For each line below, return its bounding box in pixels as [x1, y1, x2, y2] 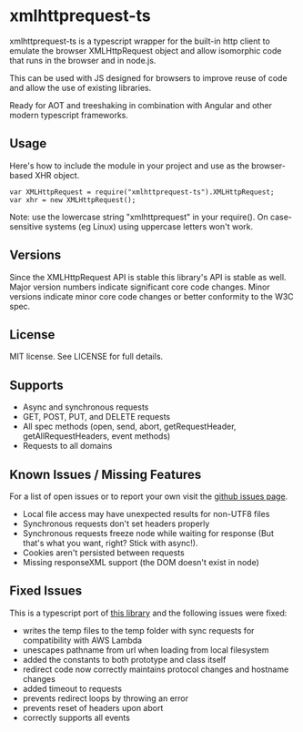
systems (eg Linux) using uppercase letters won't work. [45, 220, 253, 232]
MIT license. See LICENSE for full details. [9, 351, 164, 362]
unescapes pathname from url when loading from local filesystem [22, 644, 270, 656]
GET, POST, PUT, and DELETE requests [22, 412, 171, 422]
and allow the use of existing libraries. [9, 82, 152, 93]
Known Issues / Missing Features [9, 466, 202, 483]
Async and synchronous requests [22, 402, 149, 412]
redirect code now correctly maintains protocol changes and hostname [22, 664, 289, 675]
